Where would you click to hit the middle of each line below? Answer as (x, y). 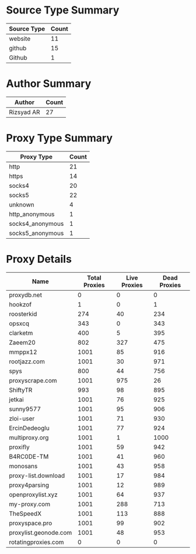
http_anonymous (32, 214)
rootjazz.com (27, 362)
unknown (22, 204)
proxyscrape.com (33, 380)
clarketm (21, 333)
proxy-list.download (37, 476)
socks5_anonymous (36, 233)
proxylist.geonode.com (41, 532)
